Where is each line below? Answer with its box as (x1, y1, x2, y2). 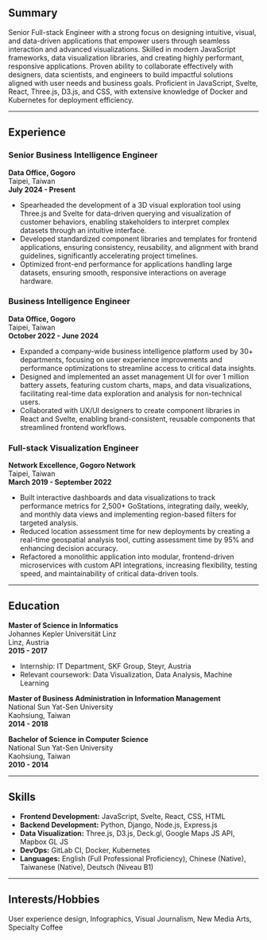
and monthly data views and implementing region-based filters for (19, 509, 237, 520)
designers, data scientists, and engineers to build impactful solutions (8, 69, 234, 79)
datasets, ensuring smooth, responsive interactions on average (19, 267, 226, 277)
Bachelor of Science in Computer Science (8, 734, 149, 743)
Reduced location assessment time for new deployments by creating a (19, 527, 250, 536)
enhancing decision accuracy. (19, 544, 118, 553)
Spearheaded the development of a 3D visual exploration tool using (19, 200, 241, 209)
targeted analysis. (19, 518, 79, 528)
